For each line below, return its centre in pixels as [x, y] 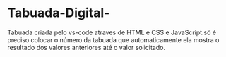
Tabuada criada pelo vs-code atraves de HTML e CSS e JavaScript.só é [112, 32]
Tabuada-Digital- [59, 13]
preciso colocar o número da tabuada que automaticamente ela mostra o [113, 39]
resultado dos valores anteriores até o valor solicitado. [87, 47]
